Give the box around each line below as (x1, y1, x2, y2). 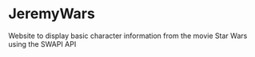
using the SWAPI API (8, 39, 77, 48)
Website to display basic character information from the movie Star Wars (8, 31, 248, 40)
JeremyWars (8, 5, 96, 23)
